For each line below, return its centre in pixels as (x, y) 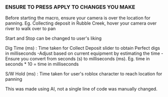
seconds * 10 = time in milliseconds (42, 64)
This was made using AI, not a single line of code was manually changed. (81, 89)
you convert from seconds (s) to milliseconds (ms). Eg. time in (85, 59)
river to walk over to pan (31, 29)
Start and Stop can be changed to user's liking (53, 38)
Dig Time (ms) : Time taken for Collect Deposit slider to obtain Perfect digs (83, 48)
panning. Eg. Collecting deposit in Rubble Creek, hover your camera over (81, 23)
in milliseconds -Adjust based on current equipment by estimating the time (83, 53)
